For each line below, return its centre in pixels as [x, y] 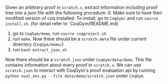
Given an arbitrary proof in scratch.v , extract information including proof [81, 7]
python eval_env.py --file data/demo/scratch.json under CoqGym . [75, 76]
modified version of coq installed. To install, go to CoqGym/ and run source [82, 18]
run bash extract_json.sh [40, 50]
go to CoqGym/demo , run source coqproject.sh [60, 33]
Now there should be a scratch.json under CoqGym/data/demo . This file [78, 60]
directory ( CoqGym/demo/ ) [38, 44]
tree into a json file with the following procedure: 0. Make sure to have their [84, 13]
